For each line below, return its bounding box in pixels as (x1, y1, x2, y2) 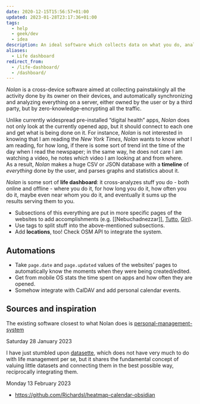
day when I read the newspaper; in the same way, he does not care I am (6, 148, 183, 156)
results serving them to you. (6, 198, 75, 205)
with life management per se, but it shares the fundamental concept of (6, 355, 179, 362)
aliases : (6, 48, 28, 54)
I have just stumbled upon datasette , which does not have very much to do (6, 349, 189, 356)
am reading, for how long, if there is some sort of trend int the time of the (6, 142, 186, 149)
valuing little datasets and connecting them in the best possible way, (6, 362, 174, 369)
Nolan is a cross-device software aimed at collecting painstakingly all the (6, 86, 186, 93)
